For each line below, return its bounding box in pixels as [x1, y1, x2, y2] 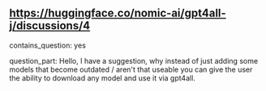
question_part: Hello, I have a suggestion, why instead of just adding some [9, 56, 259, 65]
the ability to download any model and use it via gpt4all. [9, 72, 195, 83]
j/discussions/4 [9, 19, 91, 33]
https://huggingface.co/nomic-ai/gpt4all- [9, 6, 226, 20]
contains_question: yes [9, 40, 86, 50]
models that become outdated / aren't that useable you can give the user [9, 64, 253, 74]
